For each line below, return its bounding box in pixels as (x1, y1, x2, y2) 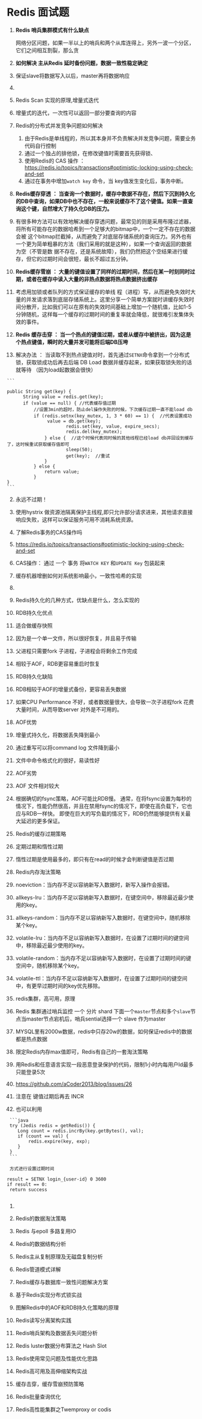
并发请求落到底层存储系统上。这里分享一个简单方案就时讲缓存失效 (26, 295, 189, 303)
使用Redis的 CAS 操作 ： (24, 157, 86, 164)
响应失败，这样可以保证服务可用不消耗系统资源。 (15, 516, 137, 523)
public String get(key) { (7, 388, 71, 394)
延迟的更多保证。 (20, 817, 64, 825)
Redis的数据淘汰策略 (15, 1215, 67, 1222)
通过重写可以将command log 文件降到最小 (15, 744, 119, 751)
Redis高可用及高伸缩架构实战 (15, 1367, 88, 1375)
